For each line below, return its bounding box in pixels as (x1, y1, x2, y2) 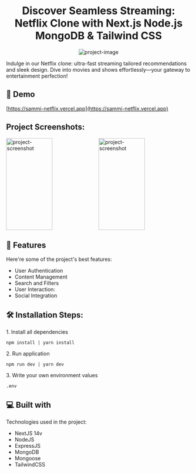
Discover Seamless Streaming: (22, 4, 175, 18)
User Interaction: (14, 286, 56, 293)
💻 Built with (6, 400, 52, 410)
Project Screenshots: (6, 122, 85, 132)
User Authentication (14, 267, 63, 274)
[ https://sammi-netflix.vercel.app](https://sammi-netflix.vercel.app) (6, 105, 168, 112)
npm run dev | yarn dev (6, 361, 65, 368)
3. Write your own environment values (6, 372, 98, 379)
